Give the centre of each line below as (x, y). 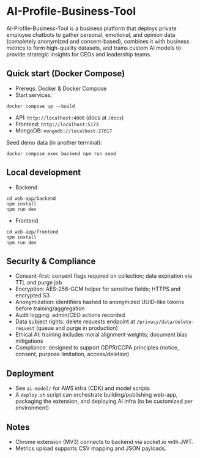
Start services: (34, 95)
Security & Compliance (51, 261)
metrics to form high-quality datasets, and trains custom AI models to (94, 48)
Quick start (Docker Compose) (66, 74)
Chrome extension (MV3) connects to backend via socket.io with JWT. (104, 442)
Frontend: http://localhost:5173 (57, 124)
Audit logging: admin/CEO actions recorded (70, 315)
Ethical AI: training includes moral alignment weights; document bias (101, 335)
